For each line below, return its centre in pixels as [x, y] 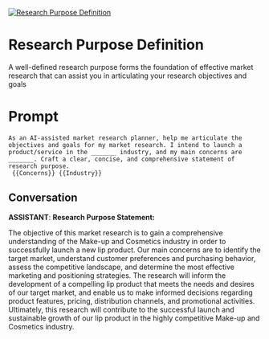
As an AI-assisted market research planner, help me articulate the [125, 138]
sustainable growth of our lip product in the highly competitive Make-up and [134, 318]
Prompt [33, 117]
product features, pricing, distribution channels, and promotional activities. [132, 300]
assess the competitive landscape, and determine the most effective [122, 267]
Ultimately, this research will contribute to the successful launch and [121, 309]
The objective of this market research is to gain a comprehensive [116, 232]
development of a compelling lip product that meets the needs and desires [131, 284]
